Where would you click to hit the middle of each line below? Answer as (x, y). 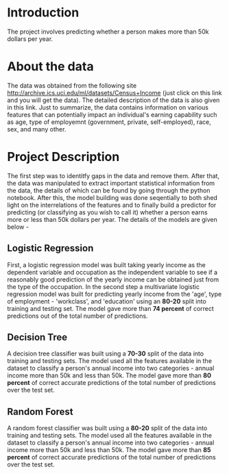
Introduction (43, 13)
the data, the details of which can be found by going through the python (109, 190)
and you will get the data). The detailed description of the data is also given (113, 100)
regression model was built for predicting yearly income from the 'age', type (114, 294)
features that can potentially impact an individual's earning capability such (112, 114)
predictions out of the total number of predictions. (78, 316)
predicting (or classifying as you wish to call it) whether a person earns (107, 212)
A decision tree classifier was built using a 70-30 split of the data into (106, 353)
